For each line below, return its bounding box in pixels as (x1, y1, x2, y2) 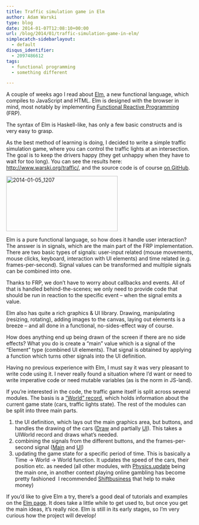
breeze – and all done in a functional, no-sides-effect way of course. (6, 322, 174, 329)
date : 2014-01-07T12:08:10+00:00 (6, 25, 89, 31)
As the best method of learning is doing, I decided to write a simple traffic (6, 139, 187, 146)
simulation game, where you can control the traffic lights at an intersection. (6, 145, 189, 152)
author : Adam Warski (6, 14, 58, 20)
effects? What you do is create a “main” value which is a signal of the (6, 340, 175, 347)
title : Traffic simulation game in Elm (6, 8, 105, 15)
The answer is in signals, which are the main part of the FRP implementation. (6, 243, 194, 250)
